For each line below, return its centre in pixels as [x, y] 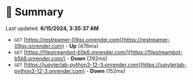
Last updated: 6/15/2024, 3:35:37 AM [52, 28]
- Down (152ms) [106, 71]
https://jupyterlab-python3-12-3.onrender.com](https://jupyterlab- [106, 65]
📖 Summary [35, 12]
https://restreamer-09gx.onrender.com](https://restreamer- [98, 39]
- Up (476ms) [82, 46]
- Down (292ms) [87, 58]
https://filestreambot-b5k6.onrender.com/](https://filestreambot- [104, 52]
